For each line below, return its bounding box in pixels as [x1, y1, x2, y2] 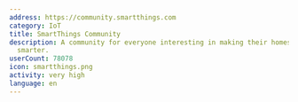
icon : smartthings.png [9, 63, 93, 72]
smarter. [17, 46, 50, 55]
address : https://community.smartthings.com [9, 12, 176, 22]
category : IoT [9, 21, 62, 30]
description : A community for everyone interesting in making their [9, 37, 268, 47]
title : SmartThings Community [9, 29, 122, 38]
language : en [9, 79, 58, 88]
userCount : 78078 [9, 54, 74, 63]
